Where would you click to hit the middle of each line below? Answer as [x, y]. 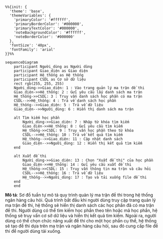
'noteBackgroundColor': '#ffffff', [50, 33]
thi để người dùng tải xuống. [33, 231]
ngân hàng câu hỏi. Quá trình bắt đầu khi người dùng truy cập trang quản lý [81, 200]
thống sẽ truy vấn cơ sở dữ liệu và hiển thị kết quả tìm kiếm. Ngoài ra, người [81, 216]
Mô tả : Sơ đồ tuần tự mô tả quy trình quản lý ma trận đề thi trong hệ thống [79, 195]
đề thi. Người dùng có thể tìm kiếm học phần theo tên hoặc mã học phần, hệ [81, 210]
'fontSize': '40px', [30, 45]
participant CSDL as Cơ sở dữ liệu [50, 79]
